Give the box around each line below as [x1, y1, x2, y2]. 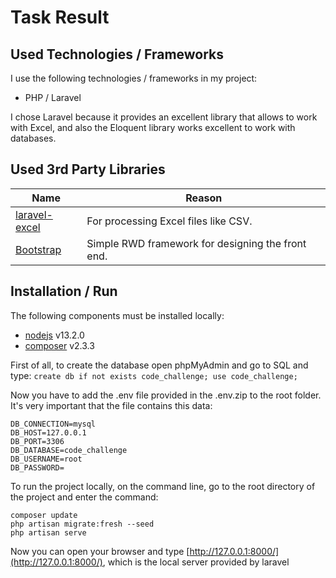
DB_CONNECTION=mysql [10, 419, 97, 429]
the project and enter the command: [10, 491, 159, 503]
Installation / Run [10, 283, 118, 300]
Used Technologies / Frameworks [10, 46, 225, 63]
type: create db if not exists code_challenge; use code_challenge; [10, 369, 298, 381]
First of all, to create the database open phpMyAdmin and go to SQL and [10, 359, 309, 371]
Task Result [10, 6, 110, 29]
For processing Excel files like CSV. [86, 214, 253, 228]
